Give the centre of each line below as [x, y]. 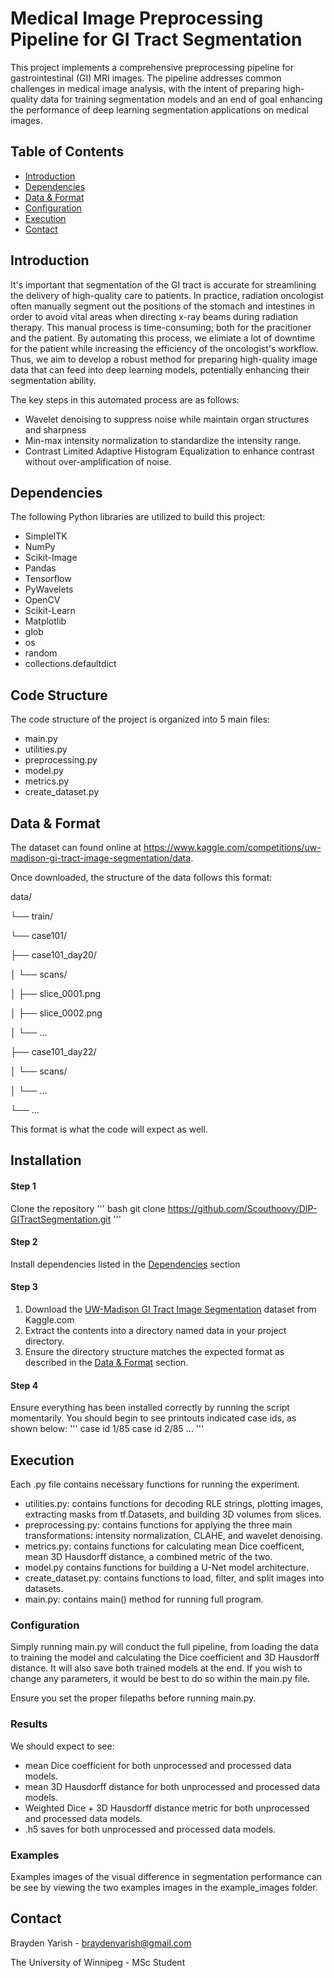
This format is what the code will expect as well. [109, 1129]
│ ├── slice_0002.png [56, 1013]
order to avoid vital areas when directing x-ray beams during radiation [154, 316]
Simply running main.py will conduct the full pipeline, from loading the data [164, 1647]
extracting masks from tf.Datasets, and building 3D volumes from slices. [173, 1514]
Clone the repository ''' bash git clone [88, 1208]
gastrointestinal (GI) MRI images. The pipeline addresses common [146, 78]
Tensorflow [48, 579]
